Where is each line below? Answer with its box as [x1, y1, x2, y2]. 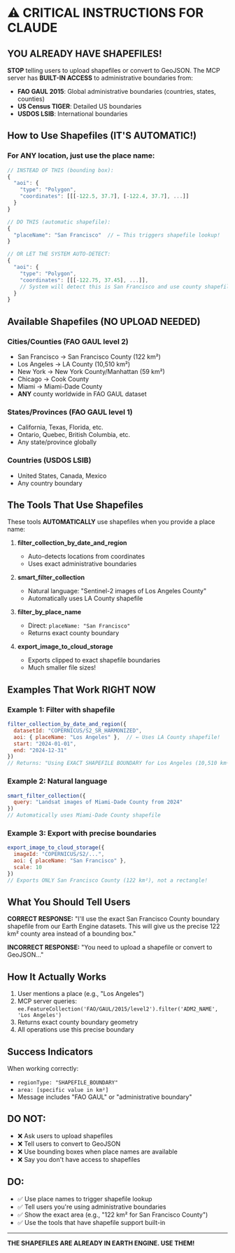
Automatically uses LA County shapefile [27, 594, 143, 603]
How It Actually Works [7, 971, 107, 983]
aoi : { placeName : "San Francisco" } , [13, 857, 127, 864]
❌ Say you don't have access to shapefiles [17, 1155, 141, 1163]
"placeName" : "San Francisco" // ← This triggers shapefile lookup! [13, 231, 220, 239]
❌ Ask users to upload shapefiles [17, 1131, 113, 1140]
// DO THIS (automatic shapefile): [7, 219, 111, 226]
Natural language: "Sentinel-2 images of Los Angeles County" [27, 587, 207, 595]
